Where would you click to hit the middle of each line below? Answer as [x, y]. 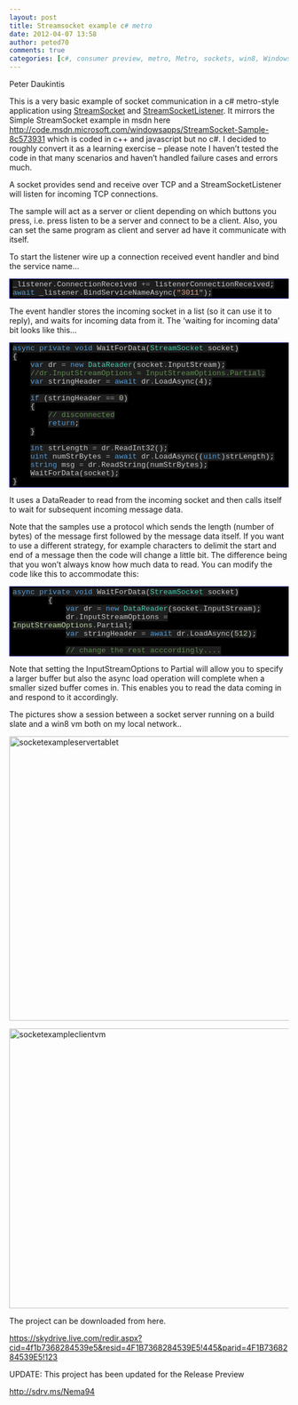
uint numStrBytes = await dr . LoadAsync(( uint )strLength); [153, 457]
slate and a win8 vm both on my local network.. [95, 724]
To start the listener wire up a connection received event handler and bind [144, 257]
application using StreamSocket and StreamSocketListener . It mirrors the [142, 111]
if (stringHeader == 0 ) [79, 398]
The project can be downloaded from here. [88, 1321]
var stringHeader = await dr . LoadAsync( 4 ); [122, 382]
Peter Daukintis [37, 84]
